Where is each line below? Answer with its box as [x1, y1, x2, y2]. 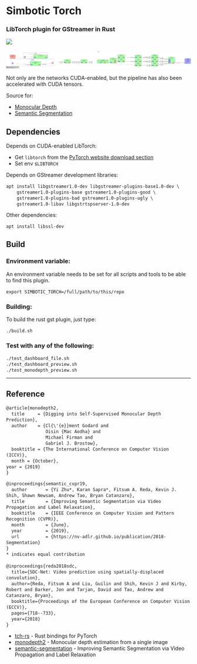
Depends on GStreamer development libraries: [6, 172, 118, 179]
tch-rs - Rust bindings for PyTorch [14, 632, 97, 639]
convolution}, [6, 575, 41, 581]
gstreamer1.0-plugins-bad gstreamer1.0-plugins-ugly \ [16, 195, 154, 201]
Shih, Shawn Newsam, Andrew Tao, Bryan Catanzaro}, [6, 493, 135, 499]
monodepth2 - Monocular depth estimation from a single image [14, 639, 168, 646]
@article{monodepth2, [6, 405, 59, 411]
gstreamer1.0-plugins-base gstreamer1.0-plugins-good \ [16, 189, 157, 195]
